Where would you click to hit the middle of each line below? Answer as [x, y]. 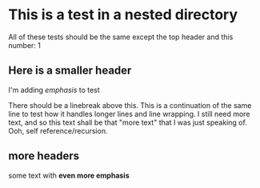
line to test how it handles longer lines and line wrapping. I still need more [129, 114]
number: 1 [25, 45]
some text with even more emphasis [69, 175]
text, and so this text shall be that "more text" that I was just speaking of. [128, 122]
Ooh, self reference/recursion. [58, 130]
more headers [44, 156]
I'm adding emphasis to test [54, 90]
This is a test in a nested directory [123, 15]
